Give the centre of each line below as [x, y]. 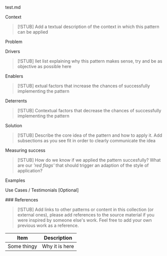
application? [30, 171]
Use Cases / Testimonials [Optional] [42, 190]
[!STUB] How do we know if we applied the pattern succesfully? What [89, 160]
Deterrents [16, 101]
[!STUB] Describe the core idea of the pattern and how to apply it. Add [90, 135]
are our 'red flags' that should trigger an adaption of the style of [83, 165]
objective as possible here [44, 66]
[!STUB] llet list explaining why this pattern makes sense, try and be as [90, 61]
